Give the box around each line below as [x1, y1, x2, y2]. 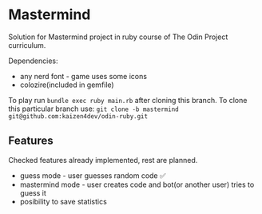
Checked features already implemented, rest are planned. [8, 155, 198, 164]
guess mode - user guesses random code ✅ [19, 170, 166, 180]
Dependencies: [8, 56, 58, 65]
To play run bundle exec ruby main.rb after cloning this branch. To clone [8, 95, 248, 105]
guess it [19, 188, 46, 197]
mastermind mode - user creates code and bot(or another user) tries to [19, 180, 255, 189]
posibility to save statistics [19, 196, 108, 206]
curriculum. [8, 40, 46, 50]
